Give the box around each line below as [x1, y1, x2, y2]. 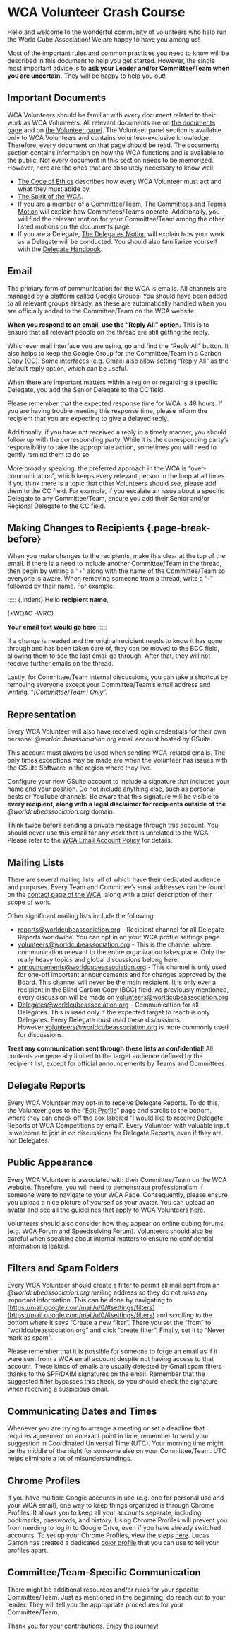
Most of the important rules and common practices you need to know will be [7, 49, 229, 57]
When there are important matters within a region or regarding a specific [7, 378, 218, 386]
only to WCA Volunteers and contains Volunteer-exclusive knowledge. [7, 133, 211, 141]
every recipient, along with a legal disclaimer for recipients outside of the [7, 800, 226, 809]
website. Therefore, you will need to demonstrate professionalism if [7, 1183, 203, 1191]
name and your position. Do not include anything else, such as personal [7, 785, 216, 793]
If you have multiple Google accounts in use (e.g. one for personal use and [7, 1493, 224, 1502]
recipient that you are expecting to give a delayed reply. [7, 414, 169, 422]
